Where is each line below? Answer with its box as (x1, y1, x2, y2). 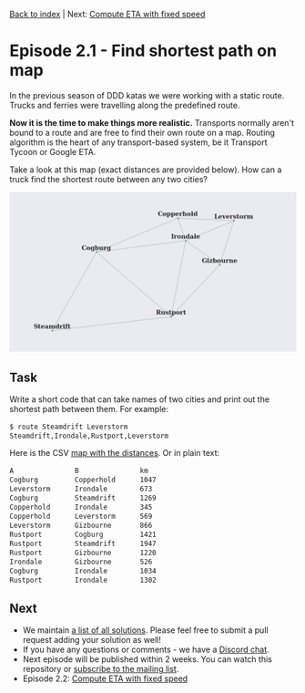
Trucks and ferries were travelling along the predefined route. (9, 99, 240, 110)
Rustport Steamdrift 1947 (9, 539, 157, 549)
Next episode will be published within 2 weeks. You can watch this (22, 654, 273, 665)
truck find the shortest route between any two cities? (9, 173, 208, 184)
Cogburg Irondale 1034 (9, 566, 157, 576)
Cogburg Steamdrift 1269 (9, 493, 157, 503)
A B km (9, 466, 148, 476)
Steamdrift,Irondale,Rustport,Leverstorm (9, 431, 169, 441)
